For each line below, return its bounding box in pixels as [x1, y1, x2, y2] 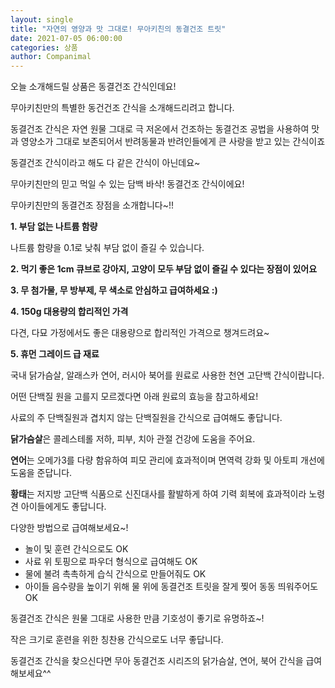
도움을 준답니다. [10, 467, 73, 479]
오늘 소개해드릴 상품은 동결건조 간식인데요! [10, 81, 177, 93]
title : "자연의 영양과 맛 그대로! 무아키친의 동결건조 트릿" [10, 24, 227, 34]
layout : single [10, 14, 74, 25]
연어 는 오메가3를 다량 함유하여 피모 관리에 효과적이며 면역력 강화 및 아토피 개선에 [10, 454, 325, 466]
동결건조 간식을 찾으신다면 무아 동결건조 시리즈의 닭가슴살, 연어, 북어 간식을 [10, 655, 304, 667]
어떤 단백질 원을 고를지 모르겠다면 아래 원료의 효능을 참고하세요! [10, 391, 259, 403]
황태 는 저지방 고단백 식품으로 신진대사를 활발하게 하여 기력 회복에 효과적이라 [10, 488, 307, 500]
